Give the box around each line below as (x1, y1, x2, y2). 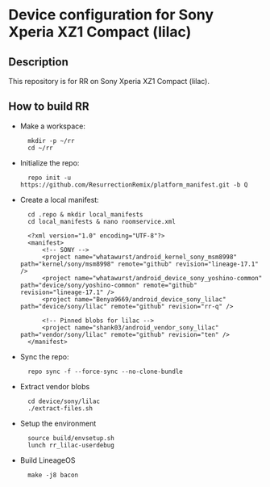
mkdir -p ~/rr (27, 136, 75, 145)
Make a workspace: (19, 121, 86, 131)
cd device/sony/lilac (27, 397, 101, 405)
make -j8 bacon (27, 471, 79, 479)
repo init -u (27, 174, 72, 182)
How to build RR (8, 99, 89, 114)
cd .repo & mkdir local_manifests (27, 210, 143, 219)
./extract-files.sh (27, 404, 93, 413)
